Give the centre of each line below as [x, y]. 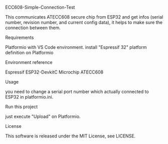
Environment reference [29, 62]
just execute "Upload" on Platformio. [43, 116]
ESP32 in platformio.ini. [29, 97]
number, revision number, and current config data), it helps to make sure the [84, 22]
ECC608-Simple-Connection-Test [40, 7]
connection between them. [33, 28]
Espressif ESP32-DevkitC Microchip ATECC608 [54, 72]
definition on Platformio [29, 53]
